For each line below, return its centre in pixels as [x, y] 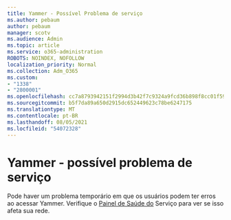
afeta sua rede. [29, 211]
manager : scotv [29, 33]
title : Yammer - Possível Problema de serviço [75, 13]
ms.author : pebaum [33, 20]
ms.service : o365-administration [55, 52]
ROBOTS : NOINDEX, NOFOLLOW [46, 58]
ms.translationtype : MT [41, 109]
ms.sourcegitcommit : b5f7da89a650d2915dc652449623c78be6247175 [100, 103]
